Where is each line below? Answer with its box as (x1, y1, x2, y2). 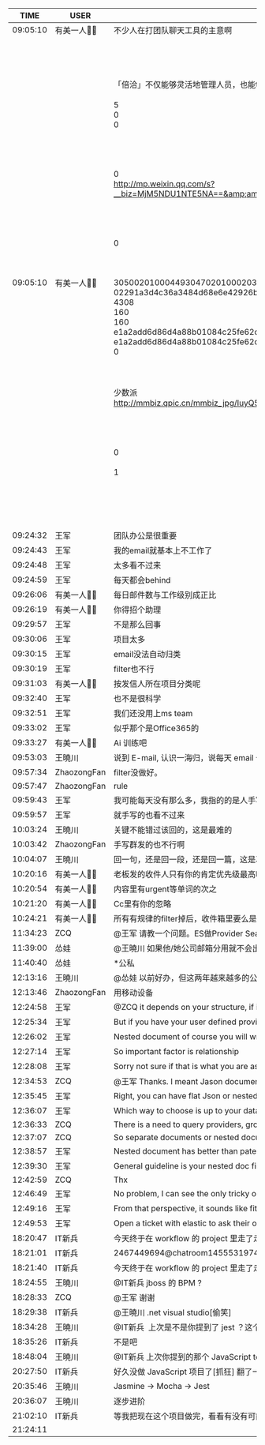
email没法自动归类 (113, 649, 181, 659)
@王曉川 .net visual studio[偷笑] (113, 1307, 232, 1318)
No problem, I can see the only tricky (113, 1188, 250, 1199)
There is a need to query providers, (113, 1119, 244, 1130)
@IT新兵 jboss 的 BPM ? (113, 1278, 203, 1288)
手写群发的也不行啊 (113, 839, 185, 850)
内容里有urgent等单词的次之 (113, 884, 217, 895)
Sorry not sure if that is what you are (113, 1061, 248, 1072)
